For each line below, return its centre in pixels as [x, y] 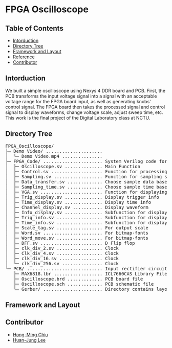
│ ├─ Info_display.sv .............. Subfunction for [76, 212]
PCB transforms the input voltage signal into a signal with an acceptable [81, 96]
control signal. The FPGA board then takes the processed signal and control [85, 107]
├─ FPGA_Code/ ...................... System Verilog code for [86, 161]
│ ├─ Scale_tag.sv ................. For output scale [77, 228]
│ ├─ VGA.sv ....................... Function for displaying [86, 192]
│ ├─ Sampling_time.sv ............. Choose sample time [80, 187]
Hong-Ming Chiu [30, 334]
